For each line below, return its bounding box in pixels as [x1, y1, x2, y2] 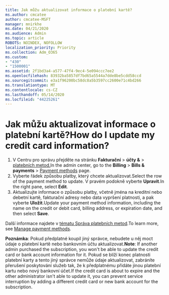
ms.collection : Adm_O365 [5, 50, 58, 55]
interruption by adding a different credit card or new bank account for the [5, 279, 158, 285]
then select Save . [12, 210, 50, 217]
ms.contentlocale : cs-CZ [5, 87, 58, 93]
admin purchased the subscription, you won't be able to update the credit [5, 246, 158, 252]
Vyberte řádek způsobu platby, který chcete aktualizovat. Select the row [12, 173, 162, 179]
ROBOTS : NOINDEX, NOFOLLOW [5, 40, 62, 46]
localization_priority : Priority [5, 45, 76, 50]
